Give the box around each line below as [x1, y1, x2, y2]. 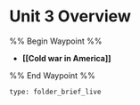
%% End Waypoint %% [9, 69, 95, 81]
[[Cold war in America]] [21, 52, 111, 63]
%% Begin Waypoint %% [9, 36, 103, 46]
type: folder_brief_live [9, 87, 102, 96]
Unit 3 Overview [9, 6, 131, 27]
